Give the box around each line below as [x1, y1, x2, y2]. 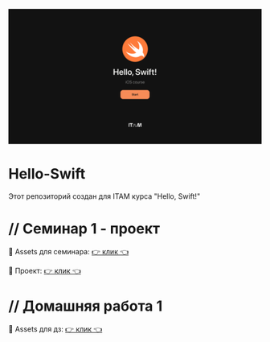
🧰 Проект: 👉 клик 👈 [8, 266, 82, 275]
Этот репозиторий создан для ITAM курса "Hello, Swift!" [8, 191, 201, 201]
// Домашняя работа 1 [8, 297, 163, 315]
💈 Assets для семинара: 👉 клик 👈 [8, 246, 129, 256]
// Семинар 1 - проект [8, 219, 161, 237]
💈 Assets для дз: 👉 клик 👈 [8, 323, 103, 334]
